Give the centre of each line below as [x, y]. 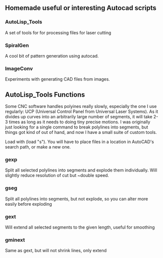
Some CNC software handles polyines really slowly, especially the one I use [81, 107]
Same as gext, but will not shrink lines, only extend [56, 251]
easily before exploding [28, 204]
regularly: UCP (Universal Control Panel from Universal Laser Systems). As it [81, 111]
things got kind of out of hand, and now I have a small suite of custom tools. [81, 132]
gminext [15, 240]
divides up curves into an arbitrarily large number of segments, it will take [79, 117]
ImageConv [19, 68]
